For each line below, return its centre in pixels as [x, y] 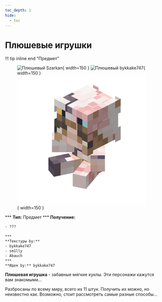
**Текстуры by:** [22, 241]
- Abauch [14, 256]
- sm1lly [14, 251]
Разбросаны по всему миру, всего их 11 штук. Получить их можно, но [77, 289]
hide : [10, 15]
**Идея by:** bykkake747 [30, 266]
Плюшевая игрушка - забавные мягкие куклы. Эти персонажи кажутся [80, 275]
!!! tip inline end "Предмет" [32, 59]
